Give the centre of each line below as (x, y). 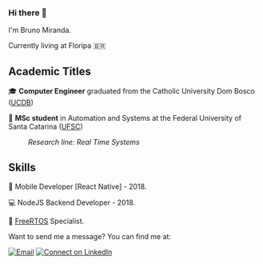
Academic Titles (50, 71)
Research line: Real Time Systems (84, 142)
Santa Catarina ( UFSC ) (46, 126)
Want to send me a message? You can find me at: (90, 236)
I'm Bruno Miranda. (40, 30)
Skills (22, 167)
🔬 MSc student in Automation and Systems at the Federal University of (125, 118)
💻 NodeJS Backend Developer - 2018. (72, 202)
